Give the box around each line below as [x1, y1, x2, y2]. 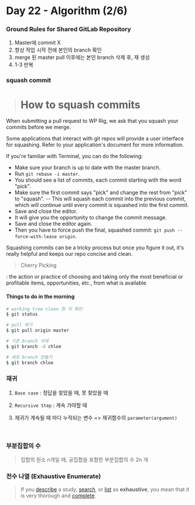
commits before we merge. [6, 123, 71, 131]
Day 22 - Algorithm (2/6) [6, 4, 128, 18]
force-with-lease [14, 234, 57, 240]
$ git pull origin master [6, 327, 69, 333]
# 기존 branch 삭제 [6, 338, 49, 345]
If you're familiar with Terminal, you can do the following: [6, 153, 143, 160]
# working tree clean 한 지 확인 [6, 306, 83, 312]
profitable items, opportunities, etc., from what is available [6, 279, 146, 286]
